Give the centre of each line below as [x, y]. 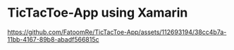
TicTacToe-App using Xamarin [98, 13]
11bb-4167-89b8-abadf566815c [54, 39]
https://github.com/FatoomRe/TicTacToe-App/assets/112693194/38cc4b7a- [117, 32]
